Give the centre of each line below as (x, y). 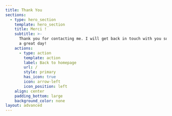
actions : (24, 48)
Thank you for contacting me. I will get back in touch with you (90, 39)
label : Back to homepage (50, 63)
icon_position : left (46, 86)
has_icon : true (40, 77)
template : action (42, 58)
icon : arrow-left (42, 82)
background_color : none (40, 101)
